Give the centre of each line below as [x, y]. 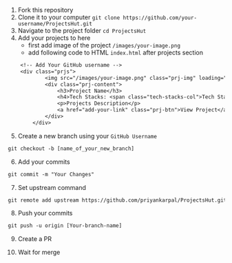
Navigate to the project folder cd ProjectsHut [82, 31]
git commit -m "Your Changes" [51, 174]
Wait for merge [39, 252]
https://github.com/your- [160, 18]
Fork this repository [45, 10]
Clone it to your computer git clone [69, 17]
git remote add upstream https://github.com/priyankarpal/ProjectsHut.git [117, 200]
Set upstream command [52, 187]
